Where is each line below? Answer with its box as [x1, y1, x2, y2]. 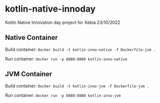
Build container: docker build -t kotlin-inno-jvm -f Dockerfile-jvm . [5, 83, 150, 88]
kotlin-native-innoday [5, 3, 96, 15]
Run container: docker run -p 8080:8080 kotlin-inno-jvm [5, 92, 121, 98]
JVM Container [5, 70, 52, 78]
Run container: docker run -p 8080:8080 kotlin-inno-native [5, 56, 128, 62]
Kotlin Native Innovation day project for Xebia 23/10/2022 [5, 19, 120, 25]
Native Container [5, 34, 58, 42]
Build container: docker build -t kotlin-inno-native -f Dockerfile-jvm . [5, 46, 156, 52]
